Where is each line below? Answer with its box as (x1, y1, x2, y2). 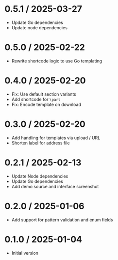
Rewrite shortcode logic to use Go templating (11, 58, 102, 64)
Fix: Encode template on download (11, 101, 81, 107)
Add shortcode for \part (11, 96, 61, 102)
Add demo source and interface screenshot (11, 183, 99, 189)
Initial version (11, 250, 38, 256)
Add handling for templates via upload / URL (11, 135, 101, 140)
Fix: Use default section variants (11, 91, 76, 97)
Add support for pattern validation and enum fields (11, 217, 113, 222)
